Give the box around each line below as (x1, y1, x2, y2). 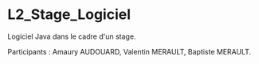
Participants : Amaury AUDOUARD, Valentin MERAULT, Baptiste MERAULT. (7, 47, 252, 56)
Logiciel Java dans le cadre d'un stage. (7, 32, 136, 41)
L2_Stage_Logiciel (7, 6, 131, 24)
